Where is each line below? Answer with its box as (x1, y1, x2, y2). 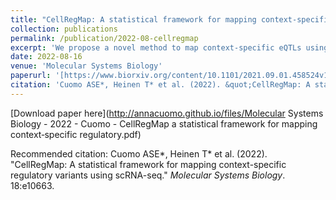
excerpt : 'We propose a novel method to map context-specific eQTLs (10, 42, 302, 53)
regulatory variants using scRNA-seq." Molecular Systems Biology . (10, 169, 286, 181)
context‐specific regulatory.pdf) (10, 128, 142, 140)
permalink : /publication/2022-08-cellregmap (10, 33, 199, 43)
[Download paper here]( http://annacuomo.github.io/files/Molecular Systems (10, 107, 324, 119)
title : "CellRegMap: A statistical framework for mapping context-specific (10, 14, 333, 25)
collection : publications (10, 24, 118, 34)
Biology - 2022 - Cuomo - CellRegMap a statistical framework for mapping (10, 117, 318, 130)
